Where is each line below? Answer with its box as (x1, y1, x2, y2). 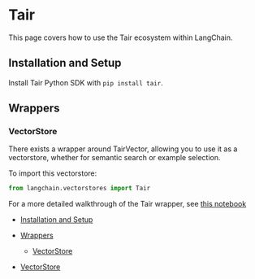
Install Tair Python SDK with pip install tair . (8, 77, 164, 87)
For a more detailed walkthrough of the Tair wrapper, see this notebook (8, 199, 247, 209)
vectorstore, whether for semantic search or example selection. (8, 153, 221, 163)
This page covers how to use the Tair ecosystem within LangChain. (8, 33, 233, 42)
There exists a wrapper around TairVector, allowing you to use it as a (8, 144, 238, 154)
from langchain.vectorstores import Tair (8, 185, 151, 193)
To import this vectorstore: (8, 168, 97, 178)
